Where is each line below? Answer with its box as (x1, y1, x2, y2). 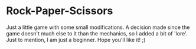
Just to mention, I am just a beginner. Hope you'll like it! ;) (6, 36, 146, 43)
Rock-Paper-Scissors (6, 4, 113, 18)
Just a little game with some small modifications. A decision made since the (6, 24, 190, 31)
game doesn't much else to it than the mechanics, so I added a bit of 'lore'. (6, 30, 188, 37)
